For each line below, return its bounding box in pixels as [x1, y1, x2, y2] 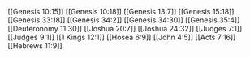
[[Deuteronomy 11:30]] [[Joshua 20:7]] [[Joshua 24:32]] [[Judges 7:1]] [7, 24, 243, 33]
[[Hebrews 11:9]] [7, 41, 62, 51]
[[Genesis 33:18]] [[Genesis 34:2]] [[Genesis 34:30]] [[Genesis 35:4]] [7, 15, 240, 25]
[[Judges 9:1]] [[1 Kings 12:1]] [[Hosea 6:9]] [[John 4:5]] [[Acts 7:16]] [7, 32, 236, 42]
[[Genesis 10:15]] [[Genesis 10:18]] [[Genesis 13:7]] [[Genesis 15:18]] [7, 7, 235, 16]
